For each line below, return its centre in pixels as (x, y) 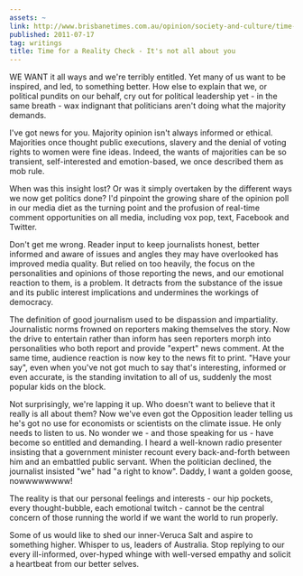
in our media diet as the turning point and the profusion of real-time (134, 208)
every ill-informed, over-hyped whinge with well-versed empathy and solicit (150, 554)
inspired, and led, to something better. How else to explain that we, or (138, 87)
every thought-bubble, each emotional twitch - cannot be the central (137, 508)
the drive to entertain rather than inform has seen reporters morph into (140, 339)
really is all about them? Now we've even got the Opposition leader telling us (151, 414)
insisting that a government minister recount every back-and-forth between (150, 452)
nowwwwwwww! (41, 481)
